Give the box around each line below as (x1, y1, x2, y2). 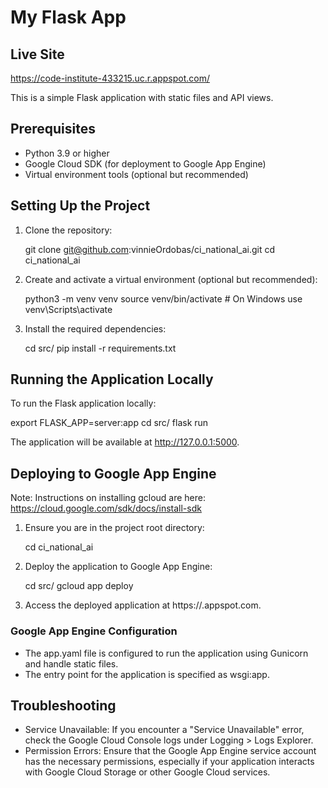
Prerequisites (10, 121, 96, 138)
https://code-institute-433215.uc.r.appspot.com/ (10, 72, 210, 84)
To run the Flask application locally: (10, 397, 157, 410)
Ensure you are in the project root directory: (24, 522, 205, 534)
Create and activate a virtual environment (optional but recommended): (24, 273, 318, 285)
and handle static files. (24, 657, 119, 670)
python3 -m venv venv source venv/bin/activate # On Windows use (24, 292, 303, 305)
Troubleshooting (10, 697, 117, 714)
